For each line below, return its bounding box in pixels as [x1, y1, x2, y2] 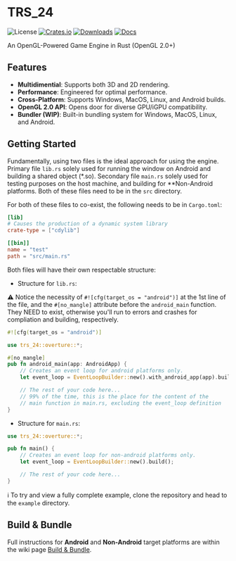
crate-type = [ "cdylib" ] [7, 227, 80, 234]
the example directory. [7, 498, 70, 507]
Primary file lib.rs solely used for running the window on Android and [7, 164, 211, 172]
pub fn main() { [7, 445, 55, 453]
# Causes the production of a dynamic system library [7, 220, 169, 227]
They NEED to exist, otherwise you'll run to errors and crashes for [7, 308, 197, 316]
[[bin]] [7, 240, 30, 247]
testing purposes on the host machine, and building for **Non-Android [7, 179, 213, 187]
